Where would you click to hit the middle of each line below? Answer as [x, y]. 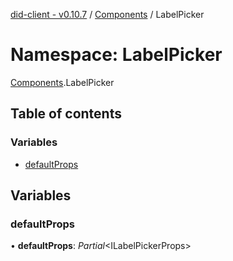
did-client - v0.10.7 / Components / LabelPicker [107, 14]
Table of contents [66, 114]
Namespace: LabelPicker [116, 55]
